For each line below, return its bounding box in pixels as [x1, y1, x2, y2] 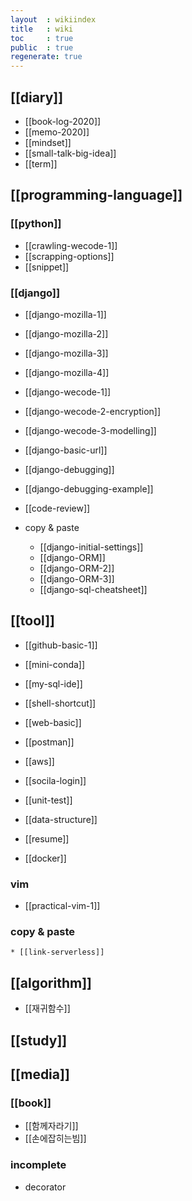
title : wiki [10, 24, 74, 34]
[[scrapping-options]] [24, 250, 115, 262]
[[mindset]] [24, 136, 72, 148]
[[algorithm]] [10, 974, 93, 991]
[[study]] [10, 1032, 68, 1049]
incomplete [10, 1158, 67, 1172]
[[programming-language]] [10, 187, 183, 204]
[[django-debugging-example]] [24, 482, 154, 495]
